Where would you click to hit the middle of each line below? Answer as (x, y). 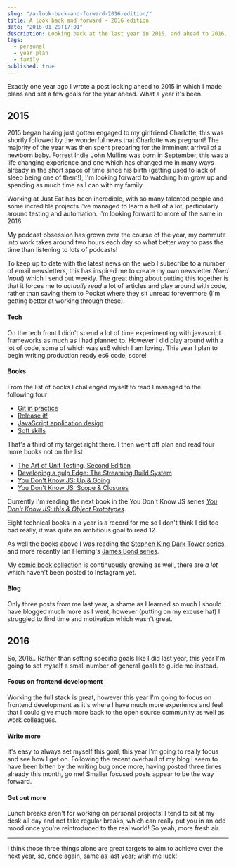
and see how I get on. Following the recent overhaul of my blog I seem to (113, 759)
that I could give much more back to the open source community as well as (116, 713)
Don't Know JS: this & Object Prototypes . (67, 509)
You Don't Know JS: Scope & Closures (73, 487)
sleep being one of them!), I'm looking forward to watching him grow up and (117, 177)
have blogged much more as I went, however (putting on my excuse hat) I (114, 612)
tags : (15, 40)
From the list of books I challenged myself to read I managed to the (104, 387)
